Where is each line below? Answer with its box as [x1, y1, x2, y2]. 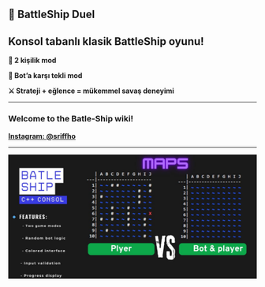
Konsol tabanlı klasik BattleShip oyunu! [8, 35, 204, 48]
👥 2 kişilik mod [8, 56, 57, 65]
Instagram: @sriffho [8, 131, 77, 140]
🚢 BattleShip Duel [8, 8, 95, 21]
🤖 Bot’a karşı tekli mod [8, 71, 83, 80]
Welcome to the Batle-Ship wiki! [8, 114, 134, 125]
